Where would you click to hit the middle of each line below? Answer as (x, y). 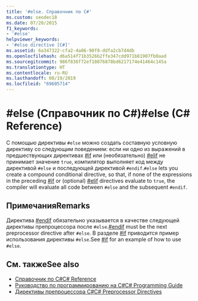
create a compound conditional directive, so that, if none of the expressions (99, 174)
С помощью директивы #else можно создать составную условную (92, 142)
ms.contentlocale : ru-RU (37, 73)
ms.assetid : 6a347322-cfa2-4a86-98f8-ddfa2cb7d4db (70, 51)
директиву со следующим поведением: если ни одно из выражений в (96, 149)
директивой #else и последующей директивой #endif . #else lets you (92, 168)
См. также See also (43, 264)
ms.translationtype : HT (36, 67)
